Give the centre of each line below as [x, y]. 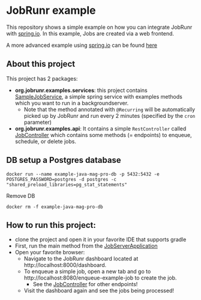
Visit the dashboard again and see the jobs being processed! [99, 291]
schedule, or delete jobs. [46, 141]
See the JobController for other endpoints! [85, 284]
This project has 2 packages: [42, 78]
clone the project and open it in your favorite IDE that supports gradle [100, 240]
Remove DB [21, 195]
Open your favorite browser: [50, 253]
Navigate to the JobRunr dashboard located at [81, 259]
